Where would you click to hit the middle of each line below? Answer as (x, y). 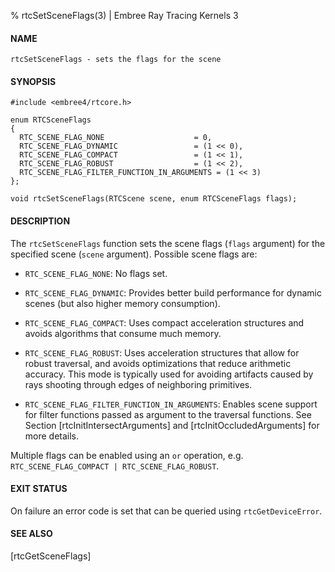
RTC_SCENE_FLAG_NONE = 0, (116, 138)
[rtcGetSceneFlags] (51, 556)
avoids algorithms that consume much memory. (123, 333)
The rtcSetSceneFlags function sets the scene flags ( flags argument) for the (168, 243)
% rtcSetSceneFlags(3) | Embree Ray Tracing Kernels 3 (124, 15)
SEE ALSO (31, 534)
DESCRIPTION (40, 221)
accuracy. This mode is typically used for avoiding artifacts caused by (169, 374)
